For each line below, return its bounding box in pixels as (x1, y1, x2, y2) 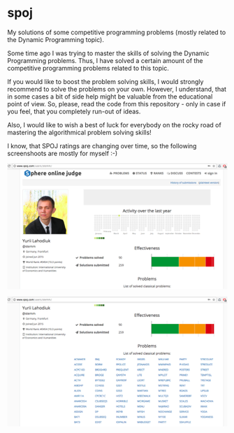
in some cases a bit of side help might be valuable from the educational (7, 92, 213, 101)
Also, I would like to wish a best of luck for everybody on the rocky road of (7, 120, 221, 129)
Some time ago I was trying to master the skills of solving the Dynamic (7, 49, 210, 57)
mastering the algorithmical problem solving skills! (7, 128, 152, 136)
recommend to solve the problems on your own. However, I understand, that (7, 85, 227, 93)
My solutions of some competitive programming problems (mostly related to (7, 28, 226, 36)
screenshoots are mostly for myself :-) (7, 149, 118, 157)
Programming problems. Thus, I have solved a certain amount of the (7, 56, 204, 64)
